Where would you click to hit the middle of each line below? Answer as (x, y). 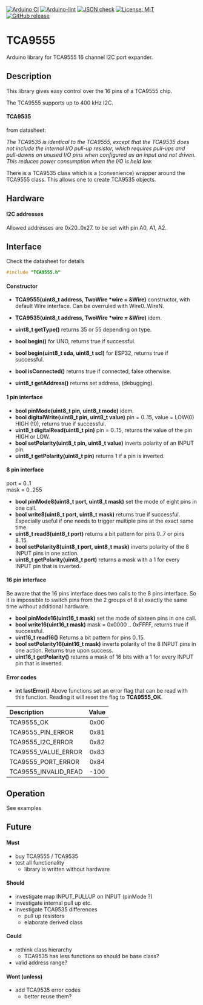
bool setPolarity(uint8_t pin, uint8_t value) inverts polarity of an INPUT (105, 443)
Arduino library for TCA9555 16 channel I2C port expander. (80, 57)
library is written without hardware (67, 869)
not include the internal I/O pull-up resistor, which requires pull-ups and (96, 148)
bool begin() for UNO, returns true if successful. (75, 341)
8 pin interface (25, 470)
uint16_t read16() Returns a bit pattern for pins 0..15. (80, 637)
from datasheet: (26, 130)
